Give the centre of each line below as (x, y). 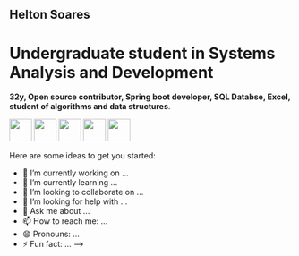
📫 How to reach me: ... (65, 221)
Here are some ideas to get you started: (83, 156)
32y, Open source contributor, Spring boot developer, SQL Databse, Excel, (150, 97)
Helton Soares (50, 15)
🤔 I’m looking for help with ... (75, 201)
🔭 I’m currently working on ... (75, 173)
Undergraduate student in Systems (142, 53)
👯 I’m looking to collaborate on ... (83, 192)
